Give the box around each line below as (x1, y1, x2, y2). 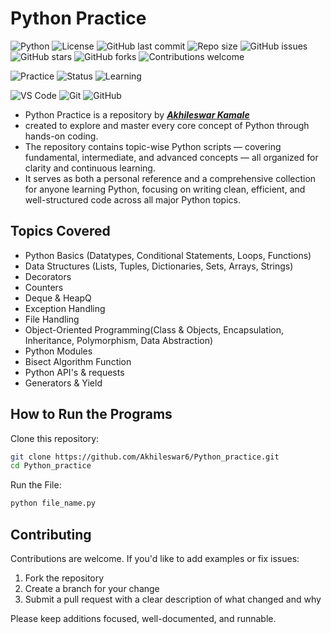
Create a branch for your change (24, 583, 160, 594)
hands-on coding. (24, 130, 99, 142)
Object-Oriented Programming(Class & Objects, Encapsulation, (24, 323, 285, 336)
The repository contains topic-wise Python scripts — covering (24, 140, 282, 152)
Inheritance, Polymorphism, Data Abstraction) (24, 334, 214, 346)
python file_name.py (10, 498, 97, 509)
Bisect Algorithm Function (24, 355, 132, 367)
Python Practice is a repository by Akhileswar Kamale (24, 108, 250, 121)
